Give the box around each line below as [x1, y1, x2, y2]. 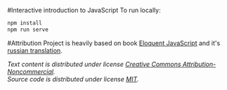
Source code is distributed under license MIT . [7, 75, 139, 83]
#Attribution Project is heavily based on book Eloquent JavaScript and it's [7, 39, 221, 47]
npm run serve [7, 26, 49, 33]
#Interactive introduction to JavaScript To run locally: [7, 6, 161, 14]
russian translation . [7, 46, 63, 55]
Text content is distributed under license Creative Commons [7, 60, 181, 68]
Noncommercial [7, 67, 54, 76]
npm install [7, 20, 42, 27]
